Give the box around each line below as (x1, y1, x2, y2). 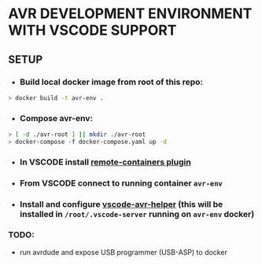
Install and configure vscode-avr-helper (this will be (19, 198, 223, 209)
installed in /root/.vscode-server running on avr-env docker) (19, 208, 255, 219)
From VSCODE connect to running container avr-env (19, 178, 223, 189)
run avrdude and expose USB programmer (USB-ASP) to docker (19, 247, 228, 256)
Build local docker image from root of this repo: (19, 76, 203, 87)
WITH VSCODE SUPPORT (8, 21, 177, 39)
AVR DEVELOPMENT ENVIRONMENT (8, 5, 253, 23)
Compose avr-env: (19, 112, 93, 123)
